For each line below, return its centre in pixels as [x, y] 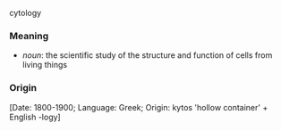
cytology [26, 13]
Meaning [29, 36]
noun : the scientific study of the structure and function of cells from [147, 55]
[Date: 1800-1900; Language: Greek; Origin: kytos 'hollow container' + [139, 107]
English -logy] [35, 117]
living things [45, 65]
